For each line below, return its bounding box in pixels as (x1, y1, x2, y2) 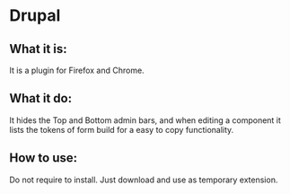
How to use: (9, 150, 78, 166)
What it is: (9, 41, 67, 57)
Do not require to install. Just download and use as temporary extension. (9, 174, 278, 185)
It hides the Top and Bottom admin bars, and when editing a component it (9, 114, 281, 126)
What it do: (9, 91, 73, 106)
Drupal (9, 5, 61, 26)
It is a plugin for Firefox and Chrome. (9, 65, 145, 75)
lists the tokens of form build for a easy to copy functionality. (9, 124, 234, 135)
